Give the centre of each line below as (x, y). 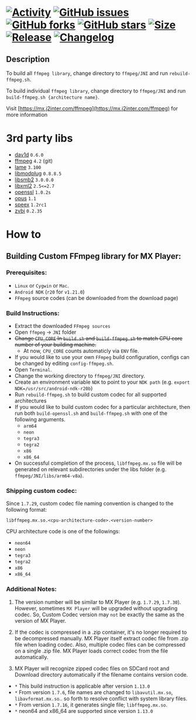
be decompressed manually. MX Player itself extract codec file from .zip (102, 638)
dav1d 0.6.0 (29, 154)
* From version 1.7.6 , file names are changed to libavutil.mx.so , (94, 692)
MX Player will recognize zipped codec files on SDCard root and (92, 668)
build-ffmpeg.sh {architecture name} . (53, 97)
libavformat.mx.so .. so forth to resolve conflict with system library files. (101, 698)
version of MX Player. (40, 621)
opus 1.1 (25, 198)
